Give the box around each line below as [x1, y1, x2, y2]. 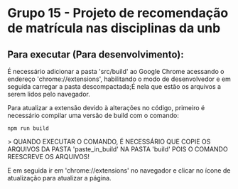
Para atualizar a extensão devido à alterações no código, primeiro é [7, 104, 205, 112]
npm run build [7, 125, 50, 132]
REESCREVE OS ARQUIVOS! [7, 153, 90, 161]
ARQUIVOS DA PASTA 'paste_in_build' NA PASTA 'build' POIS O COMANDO [7, 145, 229, 153]
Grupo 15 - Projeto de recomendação [7, 5, 229, 21]
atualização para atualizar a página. [7, 174, 112, 182]
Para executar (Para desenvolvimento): [7, 48, 184, 60]
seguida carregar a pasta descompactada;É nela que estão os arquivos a [7, 82, 222, 90]
